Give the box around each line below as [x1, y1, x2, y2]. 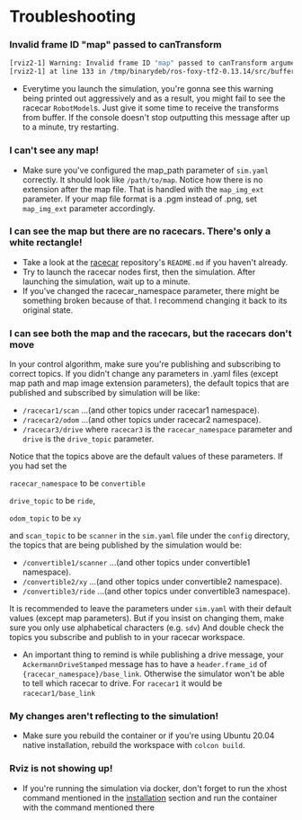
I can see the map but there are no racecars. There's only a [9, 225, 271, 237]
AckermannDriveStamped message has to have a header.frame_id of [22, 659, 268, 670]
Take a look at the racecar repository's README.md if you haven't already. [22, 256, 289, 267]
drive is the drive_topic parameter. [22, 433, 155, 444]
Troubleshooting [9, 6, 137, 27]
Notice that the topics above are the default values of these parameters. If [9, 451, 283, 462]
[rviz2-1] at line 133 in [9, 67, 106, 76]
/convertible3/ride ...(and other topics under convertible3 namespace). [22, 586, 290, 597]
